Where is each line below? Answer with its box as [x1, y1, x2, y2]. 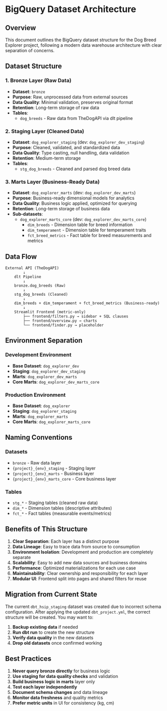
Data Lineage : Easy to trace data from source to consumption [12, 543, 140, 549]
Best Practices [5, 654, 51, 663]
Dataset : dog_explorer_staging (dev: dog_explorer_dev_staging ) [12, 139, 145, 145]
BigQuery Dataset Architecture [5, 4, 136, 15]
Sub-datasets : [12, 211, 43, 217]
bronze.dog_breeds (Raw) [14, 283, 66, 288]
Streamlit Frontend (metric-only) [14, 310, 86, 315]
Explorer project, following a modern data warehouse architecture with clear [5, 42, 162, 48]
